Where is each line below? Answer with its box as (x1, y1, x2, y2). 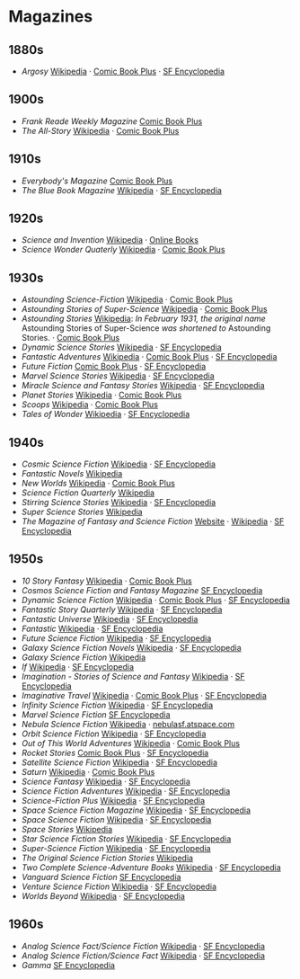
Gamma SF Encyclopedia (21, 959, 116, 970)
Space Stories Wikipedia (21, 823, 113, 834)
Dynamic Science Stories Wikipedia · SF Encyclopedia (21, 342, 222, 352)
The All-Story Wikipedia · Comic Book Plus (21, 125, 180, 136)
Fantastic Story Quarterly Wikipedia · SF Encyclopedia (21, 604, 223, 615)
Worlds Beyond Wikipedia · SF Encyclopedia (21, 890, 186, 901)
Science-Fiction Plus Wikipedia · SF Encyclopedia (21, 795, 206, 805)
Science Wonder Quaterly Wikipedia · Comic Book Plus (21, 245, 225, 255)
